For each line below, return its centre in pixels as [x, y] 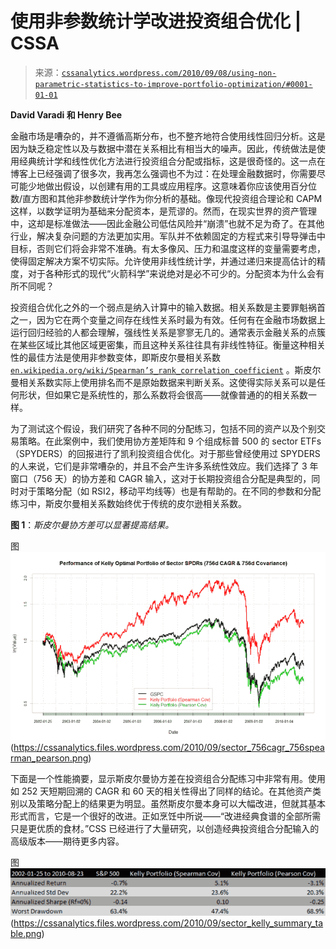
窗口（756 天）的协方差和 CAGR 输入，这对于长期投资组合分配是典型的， [161, 478]
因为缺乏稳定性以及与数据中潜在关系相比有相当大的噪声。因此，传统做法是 [163, 148]
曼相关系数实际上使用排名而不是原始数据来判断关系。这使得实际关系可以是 [163, 382]
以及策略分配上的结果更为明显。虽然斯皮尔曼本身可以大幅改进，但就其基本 [172, 803]
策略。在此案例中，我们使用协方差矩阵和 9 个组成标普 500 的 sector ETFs [170, 441]
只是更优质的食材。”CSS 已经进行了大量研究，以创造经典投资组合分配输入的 [165, 828]
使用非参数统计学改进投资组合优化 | [156, 21]
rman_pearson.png [49, 758]
